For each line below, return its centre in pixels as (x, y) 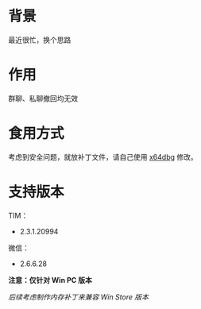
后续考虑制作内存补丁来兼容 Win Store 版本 (79, 297)
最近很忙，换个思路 (40, 40)
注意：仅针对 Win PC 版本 (50, 280)
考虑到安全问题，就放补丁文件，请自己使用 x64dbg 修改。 (103, 156)
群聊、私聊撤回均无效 (43, 98)
